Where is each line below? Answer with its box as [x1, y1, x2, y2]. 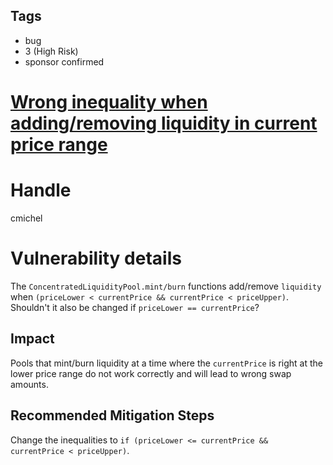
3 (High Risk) [24, 45, 79, 57]
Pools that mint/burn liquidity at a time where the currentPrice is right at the [10, 357, 323, 369]
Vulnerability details [10, 247, 182, 270]
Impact [10, 330, 55, 348]
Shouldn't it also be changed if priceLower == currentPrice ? [10, 301, 260, 313]
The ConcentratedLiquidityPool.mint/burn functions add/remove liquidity [10, 280, 322, 292]
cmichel [10, 212, 43, 224]
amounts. [10, 378, 49, 390]
